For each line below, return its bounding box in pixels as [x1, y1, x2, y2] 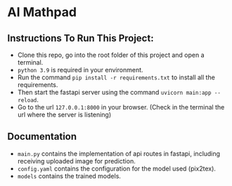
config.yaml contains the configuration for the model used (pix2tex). [17, 164, 217, 173]
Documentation [7, 131, 77, 142]
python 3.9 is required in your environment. [17, 66, 143, 74]
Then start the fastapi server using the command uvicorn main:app [17, 88, 212, 96]
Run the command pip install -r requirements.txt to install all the [17, 73, 216, 81]
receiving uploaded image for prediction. [17, 157, 136, 165]
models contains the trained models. [17, 171, 122, 180]
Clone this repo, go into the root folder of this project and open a [17, 51, 205, 59]
